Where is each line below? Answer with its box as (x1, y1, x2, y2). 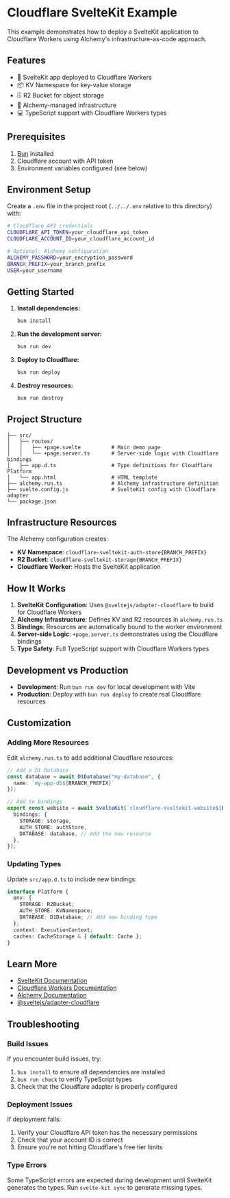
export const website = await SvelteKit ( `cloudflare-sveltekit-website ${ (7, 805, 222, 812)
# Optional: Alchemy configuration (7, 248, 109, 255)
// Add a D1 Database (7, 767, 69, 773)
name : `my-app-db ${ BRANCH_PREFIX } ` (13, 780, 115, 787)
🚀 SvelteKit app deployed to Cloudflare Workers (16, 73, 152, 81)
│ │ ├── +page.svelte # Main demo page (7, 444, 161, 451)
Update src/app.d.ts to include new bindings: (7, 874, 137, 883)
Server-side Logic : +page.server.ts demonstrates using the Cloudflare (16, 630, 218, 638)
